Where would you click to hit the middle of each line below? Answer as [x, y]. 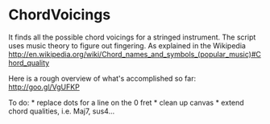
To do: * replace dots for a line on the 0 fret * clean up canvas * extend [126, 102]
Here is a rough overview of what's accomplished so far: [102, 78]
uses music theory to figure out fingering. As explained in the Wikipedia [127, 45]
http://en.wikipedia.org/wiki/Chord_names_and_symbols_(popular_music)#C [135, 54]
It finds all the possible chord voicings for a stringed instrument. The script [132, 37]
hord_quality [29, 63]
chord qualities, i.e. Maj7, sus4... [62, 111]
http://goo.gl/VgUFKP [44, 87]
